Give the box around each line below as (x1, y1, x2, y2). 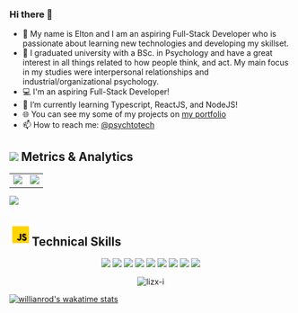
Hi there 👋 (9, 8, 54, 21)
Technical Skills (31, 234, 122, 249)
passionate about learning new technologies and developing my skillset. (22, 38, 289, 49)
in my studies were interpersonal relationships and (22, 67, 209, 77)
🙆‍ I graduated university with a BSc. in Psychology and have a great (22, 48, 273, 58)
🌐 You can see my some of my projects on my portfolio (22, 109, 227, 120)
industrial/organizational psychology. (22, 76, 160, 87)
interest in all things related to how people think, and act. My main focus (22, 58, 289, 68)
